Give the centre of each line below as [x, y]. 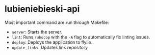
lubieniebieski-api [42, 9]
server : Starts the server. [37, 32]
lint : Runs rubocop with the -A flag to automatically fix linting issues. [81, 37]
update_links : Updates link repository [50, 47]
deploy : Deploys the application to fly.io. [52, 42]
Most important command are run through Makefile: [57, 22]
